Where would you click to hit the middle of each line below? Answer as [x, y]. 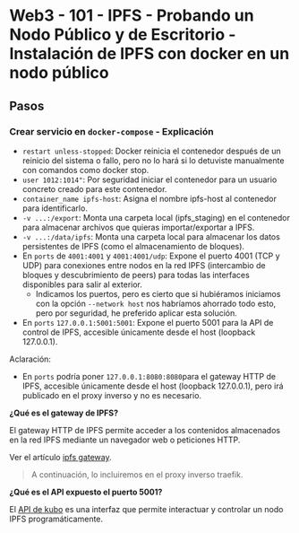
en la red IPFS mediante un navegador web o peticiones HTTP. [125, 440]
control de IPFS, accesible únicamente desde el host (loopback [139, 332]
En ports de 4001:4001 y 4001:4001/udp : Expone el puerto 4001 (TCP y [151, 256]
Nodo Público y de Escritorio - [123, 35]
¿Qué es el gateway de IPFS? [64, 413]
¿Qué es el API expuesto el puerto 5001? [86, 492]
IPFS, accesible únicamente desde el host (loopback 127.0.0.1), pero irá [153, 386]
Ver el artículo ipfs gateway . [60, 457]
